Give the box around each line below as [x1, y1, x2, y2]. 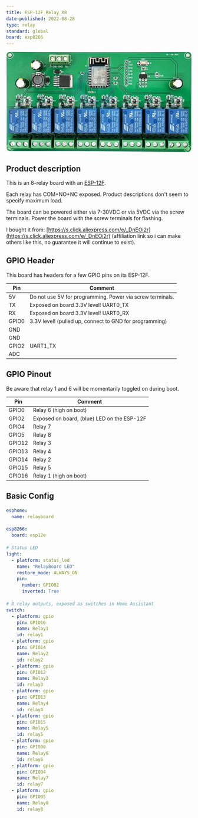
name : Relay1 [16, 626, 49, 632]
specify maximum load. [6, 197, 63, 204]
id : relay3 [16, 682, 44, 688]
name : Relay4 [16, 700, 49, 706]
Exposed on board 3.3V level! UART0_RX [29, 310, 130, 317]
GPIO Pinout [6, 369, 52, 379]
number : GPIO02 [21, 582, 60, 588]
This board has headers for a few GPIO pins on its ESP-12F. [6, 271, 150, 279]
